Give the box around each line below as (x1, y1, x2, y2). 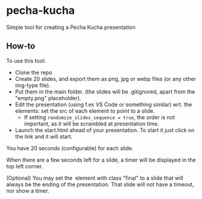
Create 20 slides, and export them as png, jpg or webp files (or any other (14, 75, 197, 82)
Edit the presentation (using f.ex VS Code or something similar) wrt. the (14, 101, 192, 108)
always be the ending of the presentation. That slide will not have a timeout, (6, 180, 194, 188)
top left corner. (6, 162, 43, 169)
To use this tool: (6, 57, 46, 64)
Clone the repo (14, 69, 52, 76)
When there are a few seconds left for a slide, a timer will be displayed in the (6, 156, 196, 163)
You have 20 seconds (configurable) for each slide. (6, 144, 134, 151)
